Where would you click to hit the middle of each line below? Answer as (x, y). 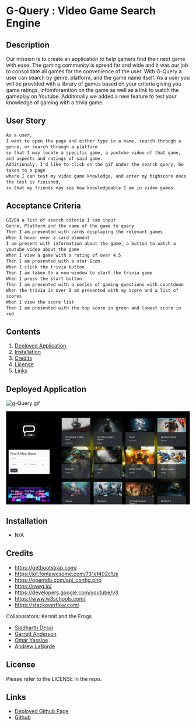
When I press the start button (44, 279)
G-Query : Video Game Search (81, 11)
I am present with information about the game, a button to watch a (91, 243)
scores (14, 296)
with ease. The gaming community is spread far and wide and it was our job (97, 65)
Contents (23, 332)
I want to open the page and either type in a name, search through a (94, 141)
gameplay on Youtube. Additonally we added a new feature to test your (91, 96)
